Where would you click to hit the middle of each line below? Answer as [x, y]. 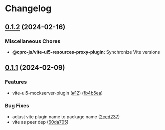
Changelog [28, 9]
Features [16, 82]
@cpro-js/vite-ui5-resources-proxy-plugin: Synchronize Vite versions [86, 52]
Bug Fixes [17, 106]
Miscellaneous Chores [33, 41]
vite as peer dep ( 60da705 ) [40, 122]
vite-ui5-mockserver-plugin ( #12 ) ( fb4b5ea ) [58, 93]
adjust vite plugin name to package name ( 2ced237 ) [66, 117]
